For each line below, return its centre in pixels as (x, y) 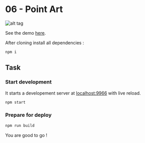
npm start (16, 102)
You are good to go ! (26, 135)
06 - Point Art (34, 9)
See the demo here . (26, 33)
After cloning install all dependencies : (45, 43)
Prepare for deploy (28, 115)
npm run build (20, 125)
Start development (28, 82)
